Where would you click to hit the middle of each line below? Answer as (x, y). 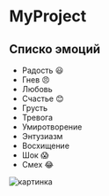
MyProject (48, 16)
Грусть (35, 108)
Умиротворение (52, 127)
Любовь (37, 89)
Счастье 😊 (43, 98)
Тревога (37, 118)
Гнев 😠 (36, 80)
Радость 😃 (43, 70)
